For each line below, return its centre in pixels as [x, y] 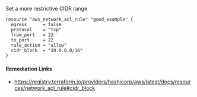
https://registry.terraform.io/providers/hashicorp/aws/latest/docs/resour [102, 82]
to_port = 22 [32, 40]
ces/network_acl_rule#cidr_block [55, 88]
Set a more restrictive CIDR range [47, 9]
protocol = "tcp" [36, 30]
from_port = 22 [32, 35]
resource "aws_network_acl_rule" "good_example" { [69, 20]
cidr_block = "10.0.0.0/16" [47, 50]
